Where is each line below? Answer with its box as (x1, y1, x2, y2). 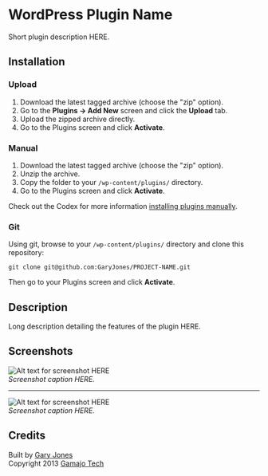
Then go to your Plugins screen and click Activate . (8, 277, 175, 287)
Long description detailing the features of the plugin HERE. (8, 321, 201, 332)
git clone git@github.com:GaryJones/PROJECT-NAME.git (8, 263, 191, 272)
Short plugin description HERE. (8, 32, 110, 41)
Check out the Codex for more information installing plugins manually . (8, 201, 238, 210)
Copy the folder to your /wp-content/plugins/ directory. (19, 177, 203, 187)
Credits (8, 429, 46, 443)
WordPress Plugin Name (8, 6, 173, 24)
